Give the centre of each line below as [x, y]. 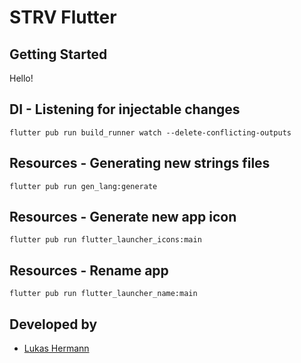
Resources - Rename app [89, 270]
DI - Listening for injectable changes [125, 109]
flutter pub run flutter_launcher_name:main [103, 294]
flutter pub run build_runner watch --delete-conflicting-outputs [150, 132]
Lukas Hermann [56, 348]
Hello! [21, 78]
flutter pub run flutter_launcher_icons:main [105, 240]
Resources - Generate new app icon [123, 217]
